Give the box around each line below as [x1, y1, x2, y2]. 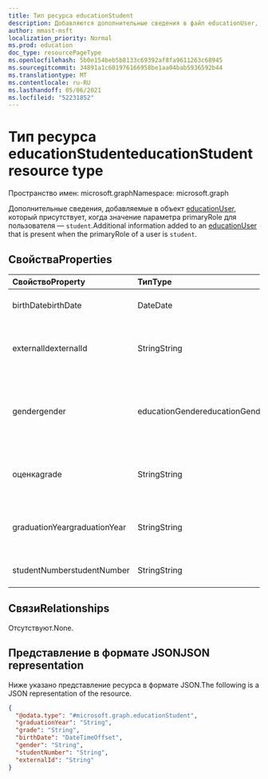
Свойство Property [12, 277, 86, 287]
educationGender [137, 405, 203, 417]
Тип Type [137, 277, 172, 287]
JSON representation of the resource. [8, 689, 132, 698]
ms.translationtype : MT [8, 71, 88, 79]
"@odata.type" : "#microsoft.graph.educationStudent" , [15, 711, 198, 720]
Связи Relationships [8, 601, 110, 616]
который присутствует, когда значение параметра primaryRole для [8, 213, 237, 222]
